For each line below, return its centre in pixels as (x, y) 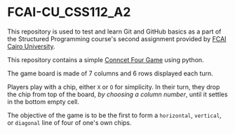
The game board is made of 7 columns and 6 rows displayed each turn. (110, 73)
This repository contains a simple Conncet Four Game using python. (106, 59)
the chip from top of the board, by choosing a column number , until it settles (117, 94)
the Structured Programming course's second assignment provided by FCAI (117, 38)
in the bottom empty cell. (43, 101)
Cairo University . (31, 46)
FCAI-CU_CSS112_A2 (69, 12)
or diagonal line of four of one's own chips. (69, 122)
